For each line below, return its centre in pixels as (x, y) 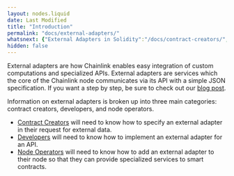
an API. (28, 144)
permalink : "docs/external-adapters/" (63, 33)
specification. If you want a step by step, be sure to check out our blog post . (117, 88)
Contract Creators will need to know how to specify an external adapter (120, 122)
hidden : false (28, 46)
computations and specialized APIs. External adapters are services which (112, 73)
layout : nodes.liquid (39, 14)
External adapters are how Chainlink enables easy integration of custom (110, 66)
